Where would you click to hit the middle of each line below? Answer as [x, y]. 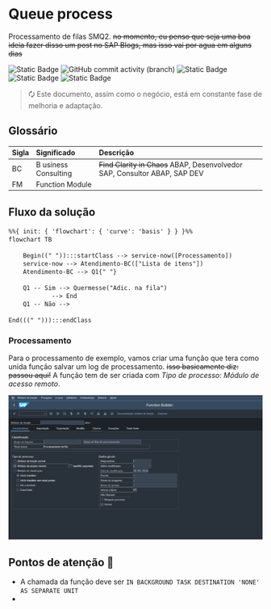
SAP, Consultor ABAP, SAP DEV [151, 173]
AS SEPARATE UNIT [49, 591]
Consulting [54, 173]
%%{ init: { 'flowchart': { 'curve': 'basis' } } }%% [101, 232]
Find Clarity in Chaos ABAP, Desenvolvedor [171, 164]
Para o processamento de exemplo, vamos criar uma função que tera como [134, 358]
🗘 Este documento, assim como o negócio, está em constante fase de [145, 94]
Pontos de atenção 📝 [61, 562]
